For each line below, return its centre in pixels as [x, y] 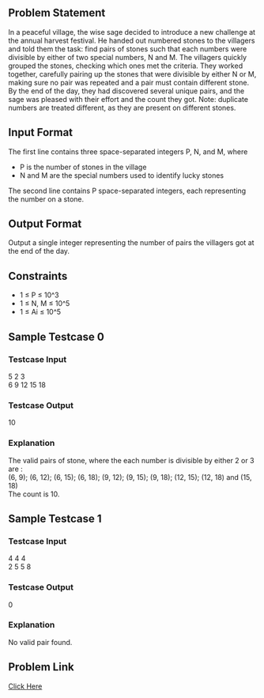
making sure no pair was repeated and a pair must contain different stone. [129, 82]
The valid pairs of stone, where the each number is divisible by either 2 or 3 [131, 460]
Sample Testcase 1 [55, 518]
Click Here [25, 686]
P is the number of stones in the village [83, 167]
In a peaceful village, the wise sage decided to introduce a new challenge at [132, 32]
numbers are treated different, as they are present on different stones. [122, 108]
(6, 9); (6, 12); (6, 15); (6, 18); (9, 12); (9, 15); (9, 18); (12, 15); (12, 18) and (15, [130, 477]
